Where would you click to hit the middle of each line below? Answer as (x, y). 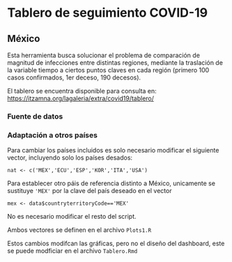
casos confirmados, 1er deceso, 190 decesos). (74, 77)
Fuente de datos (35, 116)
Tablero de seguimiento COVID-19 (107, 13)
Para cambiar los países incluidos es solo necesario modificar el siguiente (113, 151)
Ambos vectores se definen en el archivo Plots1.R (79, 230)
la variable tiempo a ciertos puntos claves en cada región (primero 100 (108, 70)
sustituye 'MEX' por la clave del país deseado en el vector (90, 191)
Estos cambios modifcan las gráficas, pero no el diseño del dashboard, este (116, 244)
